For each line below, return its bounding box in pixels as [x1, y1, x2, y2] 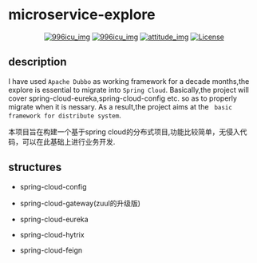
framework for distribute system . [8, 110, 121, 120]
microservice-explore [8, 6, 156, 24]
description [8, 55, 67, 69]
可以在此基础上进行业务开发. [22, 137, 116, 146]
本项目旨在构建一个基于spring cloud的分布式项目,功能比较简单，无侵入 [8, 126, 241, 137]
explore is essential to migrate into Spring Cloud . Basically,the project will [8, 85, 249, 94]
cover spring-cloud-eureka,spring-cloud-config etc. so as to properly [8, 94, 238, 103]
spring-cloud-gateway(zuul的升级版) [19, 198, 141, 208]
